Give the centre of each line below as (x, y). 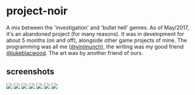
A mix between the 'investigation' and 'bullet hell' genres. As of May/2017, (98, 27)
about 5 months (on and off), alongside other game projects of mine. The (97, 40)
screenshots (30, 72)
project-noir (37, 11)
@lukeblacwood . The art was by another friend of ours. (75, 53)
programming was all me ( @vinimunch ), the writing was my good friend (95, 47)
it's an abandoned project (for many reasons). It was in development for (95, 33)
